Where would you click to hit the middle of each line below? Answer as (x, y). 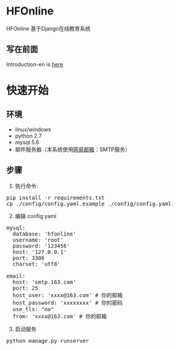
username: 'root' (38, 240)
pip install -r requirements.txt (56, 198)
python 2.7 (28, 136)
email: (16, 276)
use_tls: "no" (33, 309)
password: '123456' (41, 246)
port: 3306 (29, 258)
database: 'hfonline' (44, 234)
